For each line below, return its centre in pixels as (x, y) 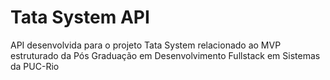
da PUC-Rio (35, 66)
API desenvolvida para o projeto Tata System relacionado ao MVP (146, 45)
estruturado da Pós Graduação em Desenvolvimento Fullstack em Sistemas (165, 55)
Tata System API (80, 17)
